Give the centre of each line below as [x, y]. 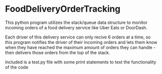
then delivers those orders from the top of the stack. [58, 53]
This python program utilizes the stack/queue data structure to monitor [76, 22]
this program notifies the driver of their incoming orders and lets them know [81, 42]
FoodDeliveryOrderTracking [63, 9]
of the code [17, 67]
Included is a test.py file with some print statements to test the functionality [81, 62]
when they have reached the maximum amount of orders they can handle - [80, 47]
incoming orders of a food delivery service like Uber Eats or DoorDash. [76, 27]
